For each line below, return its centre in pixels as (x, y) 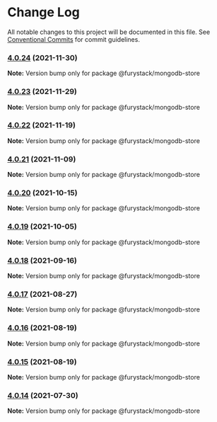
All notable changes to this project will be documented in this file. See (109, 32)
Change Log (43, 12)
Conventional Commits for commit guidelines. (74, 39)
